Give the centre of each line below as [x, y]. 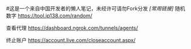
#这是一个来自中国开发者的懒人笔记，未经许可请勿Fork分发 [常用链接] [90, 8]
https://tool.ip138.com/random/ [55, 16]
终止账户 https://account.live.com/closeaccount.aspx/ [71, 40]
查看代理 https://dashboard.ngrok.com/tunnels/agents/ [72, 28]
